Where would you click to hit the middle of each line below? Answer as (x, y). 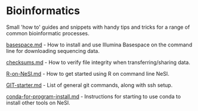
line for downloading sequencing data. (53, 51)
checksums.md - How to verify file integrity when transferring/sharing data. (98, 62)
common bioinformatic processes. (48, 33)
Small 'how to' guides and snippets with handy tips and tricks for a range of (98, 27)
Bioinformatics (43, 11)
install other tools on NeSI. (38, 102)
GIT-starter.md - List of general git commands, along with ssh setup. (90, 85)
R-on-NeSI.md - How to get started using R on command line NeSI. (88, 73)
